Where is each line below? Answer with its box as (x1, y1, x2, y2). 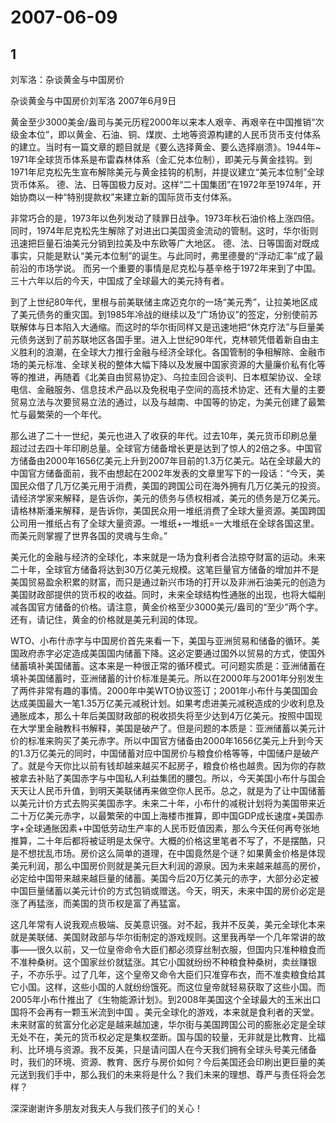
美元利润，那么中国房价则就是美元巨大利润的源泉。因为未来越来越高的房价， (10, 860, 326, 871)
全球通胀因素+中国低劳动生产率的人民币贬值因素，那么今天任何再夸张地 (24, 822, 320, 834)
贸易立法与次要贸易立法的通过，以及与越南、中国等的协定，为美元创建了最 (10, 396, 317, 408)
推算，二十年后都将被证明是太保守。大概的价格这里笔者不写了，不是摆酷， (10, 835, 317, 846)
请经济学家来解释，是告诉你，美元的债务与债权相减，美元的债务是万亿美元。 (10, 492, 326, 504)
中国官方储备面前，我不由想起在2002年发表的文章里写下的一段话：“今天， (10, 467, 317, 479)
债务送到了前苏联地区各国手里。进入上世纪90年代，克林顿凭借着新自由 (18, 334, 311, 345)
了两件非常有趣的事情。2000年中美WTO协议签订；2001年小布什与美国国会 (10, 685, 319, 696)
